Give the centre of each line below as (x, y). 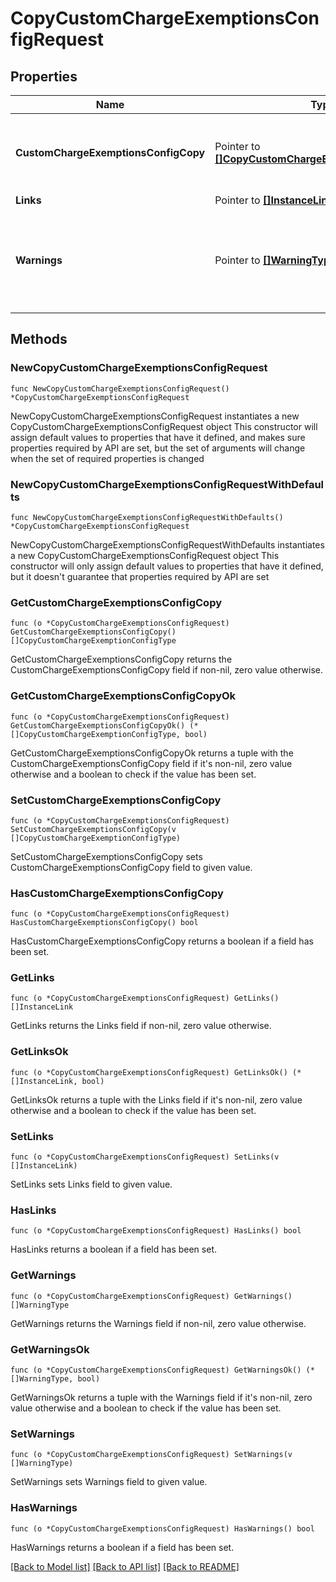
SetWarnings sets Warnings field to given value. (109, 1482)
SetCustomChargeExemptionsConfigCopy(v (93, 829)
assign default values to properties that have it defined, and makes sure (158, 437)
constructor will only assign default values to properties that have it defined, (167, 566)
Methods (39, 339)
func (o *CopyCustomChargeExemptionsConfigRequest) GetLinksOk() (149, 1072)
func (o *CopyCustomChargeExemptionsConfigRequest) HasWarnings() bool (162, 1528)
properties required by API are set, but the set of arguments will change (158, 448)
